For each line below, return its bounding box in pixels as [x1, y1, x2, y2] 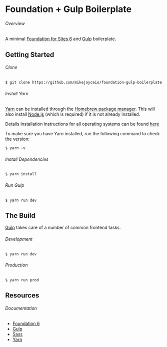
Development [5, 236, 33, 242]
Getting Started [5, 50, 54, 59]
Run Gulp [5, 182, 24, 188]
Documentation [5, 305, 37, 311]
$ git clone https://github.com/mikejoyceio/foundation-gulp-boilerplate [5, 80, 162, 85]
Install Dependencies [5, 156, 49, 162]
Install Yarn [5, 90, 28, 96]
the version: [5, 136, 30, 142]
